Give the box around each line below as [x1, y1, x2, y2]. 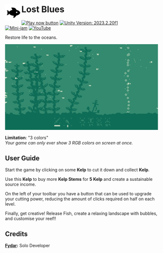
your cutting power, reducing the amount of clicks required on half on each [5, 196, 155, 202]
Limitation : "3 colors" [5, 135, 49, 141]
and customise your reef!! [5, 216, 57, 221]
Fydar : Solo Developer [5, 243, 50, 249]
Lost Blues [21, 4, 65, 15]
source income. [5, 181, 36, 188]
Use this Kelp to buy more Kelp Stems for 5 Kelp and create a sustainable [5, 176, 153, 182]
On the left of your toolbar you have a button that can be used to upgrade [5, 191, 152, 197]
